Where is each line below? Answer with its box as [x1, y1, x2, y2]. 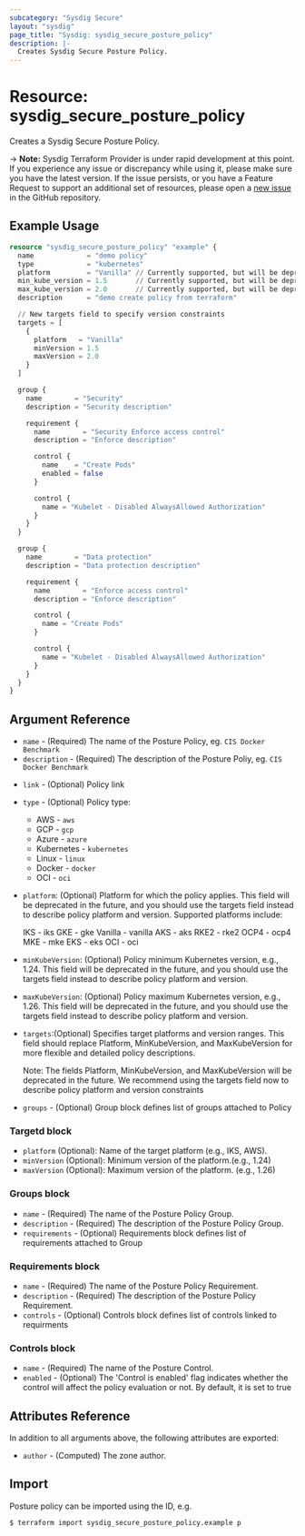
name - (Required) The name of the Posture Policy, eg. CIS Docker [22, 736, 266, 747]
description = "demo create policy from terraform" [17, 293, 238, 303]
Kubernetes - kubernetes [35, 844, 129, 854]
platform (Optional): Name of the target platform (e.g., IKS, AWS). [22, 1146, 268, 1157]
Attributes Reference [9, 1408, 131, 1424]
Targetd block [9, 1125, 73, 1137]
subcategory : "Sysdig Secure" [9, 13, 124, 23]
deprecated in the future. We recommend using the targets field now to [22, 1075, 289, 1086]
